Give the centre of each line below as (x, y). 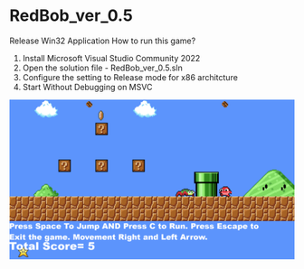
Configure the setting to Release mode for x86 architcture (130, 77)
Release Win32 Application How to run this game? (103, 41)
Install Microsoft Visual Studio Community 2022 (111, 58)
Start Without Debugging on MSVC (87, 87)
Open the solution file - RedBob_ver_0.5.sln (102, 68)
